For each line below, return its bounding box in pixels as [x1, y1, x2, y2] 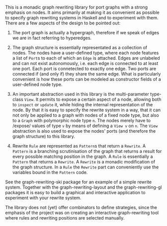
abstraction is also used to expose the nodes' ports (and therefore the [12, 128, 156, 134]
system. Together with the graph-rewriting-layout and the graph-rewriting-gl [5, 184, 162, 190]
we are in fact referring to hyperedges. [12, 35, 92, 41]
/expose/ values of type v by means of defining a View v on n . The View [12, 123, 158, 129]
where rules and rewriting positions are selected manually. [5, 215, 125, 221]
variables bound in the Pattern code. [12, 169, 88, 175]
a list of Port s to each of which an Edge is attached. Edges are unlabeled [12, 55, 160, 61]
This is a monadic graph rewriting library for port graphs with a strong [5, 4, 148, 10]
